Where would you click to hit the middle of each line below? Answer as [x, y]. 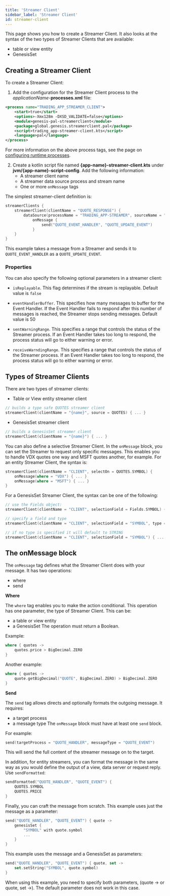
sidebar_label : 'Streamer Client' [42, 15]
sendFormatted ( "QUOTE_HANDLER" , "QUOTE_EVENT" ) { [59, 782]
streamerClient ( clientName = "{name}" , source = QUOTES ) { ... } [76, 413]
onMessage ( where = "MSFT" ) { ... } [52, 481]
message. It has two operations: [39, 571]
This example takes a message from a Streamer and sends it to [71, 249]
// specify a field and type [36, 519]
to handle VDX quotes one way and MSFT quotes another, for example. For [83, 457]
